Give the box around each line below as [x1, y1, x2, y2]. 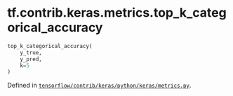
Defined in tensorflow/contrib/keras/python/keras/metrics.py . [7, 81, 192, 90]
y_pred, [20, 56, 42, 63]
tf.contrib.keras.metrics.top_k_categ [7, 5, 227, 21]
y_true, [20, 49, 42, 56]
